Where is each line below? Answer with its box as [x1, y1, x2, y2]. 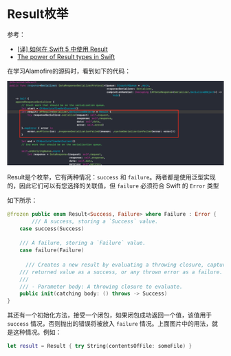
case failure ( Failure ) [19, 247, 85, 254]
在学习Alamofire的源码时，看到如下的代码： [7, 67, 131, 75]
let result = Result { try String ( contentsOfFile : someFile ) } [7, 343, 192, 350]
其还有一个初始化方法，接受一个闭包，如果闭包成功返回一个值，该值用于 [7, 311, 212, 320]
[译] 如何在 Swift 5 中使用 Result [16, 45, 108, 53]
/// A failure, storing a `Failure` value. [19, 240, 146, 247]
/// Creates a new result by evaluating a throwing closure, [25, 261, 205, 268]
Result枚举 [7, 6, 69, 22]
